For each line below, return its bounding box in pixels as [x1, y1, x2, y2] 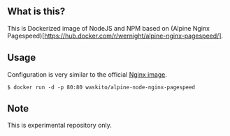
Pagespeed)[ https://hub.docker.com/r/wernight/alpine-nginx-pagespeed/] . [7, 31, 224, 40]
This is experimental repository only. [7, 121, 112, 130]
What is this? [7, 6, 66, 17]
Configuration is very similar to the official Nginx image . [7, 70, 168, 79]
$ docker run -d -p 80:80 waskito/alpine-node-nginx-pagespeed [7, 84, 196, 91]
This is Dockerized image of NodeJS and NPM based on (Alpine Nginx [7, 24, 210, 32]
